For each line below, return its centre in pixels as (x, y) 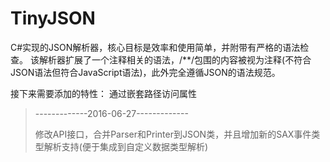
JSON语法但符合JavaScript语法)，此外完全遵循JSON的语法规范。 (145, 72)
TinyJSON (53, 18)
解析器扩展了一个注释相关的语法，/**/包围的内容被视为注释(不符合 (175, 59)
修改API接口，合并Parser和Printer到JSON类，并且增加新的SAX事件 (173, 134)
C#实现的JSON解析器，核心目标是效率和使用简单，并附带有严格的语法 (155, 47)
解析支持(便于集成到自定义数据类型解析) (126, 146)
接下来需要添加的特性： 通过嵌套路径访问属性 (103, 93)
